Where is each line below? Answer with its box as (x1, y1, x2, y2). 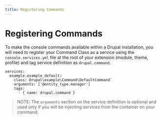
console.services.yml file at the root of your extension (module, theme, (5, 54, 149, 60)
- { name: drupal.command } (18, 90, 76, 95)
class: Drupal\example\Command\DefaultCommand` (14, 77, 112, 83)
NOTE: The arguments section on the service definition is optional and (17, 99, 157, 104)
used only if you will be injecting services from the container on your (17, 104, 155, 110)
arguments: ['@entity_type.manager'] (14, 82, 91, 86)
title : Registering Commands (5, 7, 64, 12)
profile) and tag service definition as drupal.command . (5, 59, 111, 66)
